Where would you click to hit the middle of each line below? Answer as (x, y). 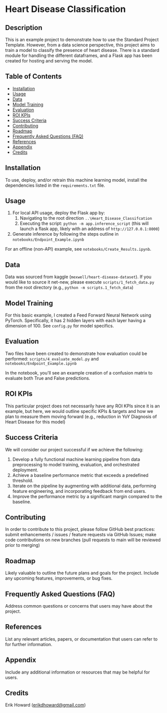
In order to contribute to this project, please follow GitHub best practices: (80, 529)
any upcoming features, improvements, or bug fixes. (59, 578)
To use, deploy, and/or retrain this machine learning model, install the (76, 180)
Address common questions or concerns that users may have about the (79, 606)
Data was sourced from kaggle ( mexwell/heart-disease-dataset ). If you (78, 277)
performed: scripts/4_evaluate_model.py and (52, 358)
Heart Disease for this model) (35, 422)
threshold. (23, 480)
